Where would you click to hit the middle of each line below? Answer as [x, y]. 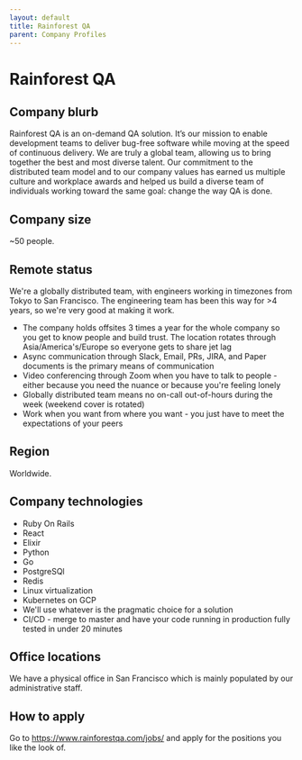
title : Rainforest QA [50, 26]
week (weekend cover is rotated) [83, 404]
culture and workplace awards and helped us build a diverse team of [137, 182]
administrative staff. [46, 688]
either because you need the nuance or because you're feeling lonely [151, 385]
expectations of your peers [73, 423]
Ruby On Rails [48, 523]
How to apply [47, 716]
